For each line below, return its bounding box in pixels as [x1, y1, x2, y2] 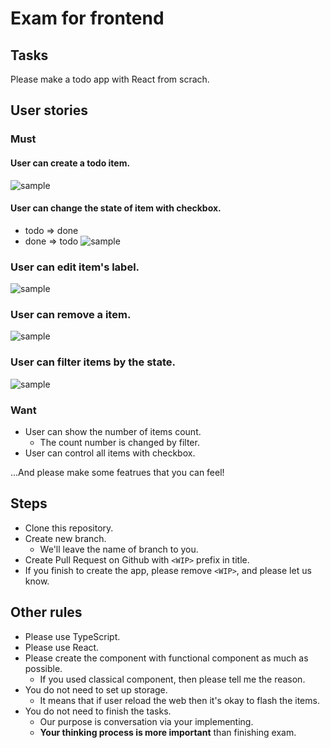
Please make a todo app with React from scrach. [10, 73, 210, 85]
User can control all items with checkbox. [24, 447, 196, 459]
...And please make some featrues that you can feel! [10, 466, 225, 478]
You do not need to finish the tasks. [24, 705, 172, 717]
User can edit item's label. [10, 260, 140, 274]
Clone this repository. [24, 522, 114, 534]
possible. [24, 662, 63, 674]
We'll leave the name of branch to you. [39, 543, 199, 555]
